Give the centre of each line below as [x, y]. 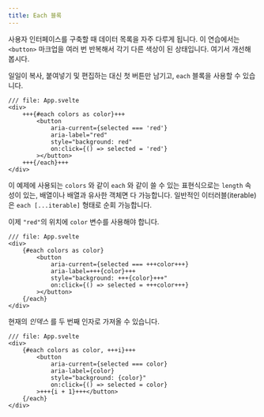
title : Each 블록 [35, 15]
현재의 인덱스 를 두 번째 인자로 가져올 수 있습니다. [84, 321]
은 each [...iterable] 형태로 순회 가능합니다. [80, 205]
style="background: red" [91, 142]
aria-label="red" [79, 135]
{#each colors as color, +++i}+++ [79, 350]
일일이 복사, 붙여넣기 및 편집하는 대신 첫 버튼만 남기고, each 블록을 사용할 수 [124, 75]
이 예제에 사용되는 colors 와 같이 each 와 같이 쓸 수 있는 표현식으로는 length [126, 185]
